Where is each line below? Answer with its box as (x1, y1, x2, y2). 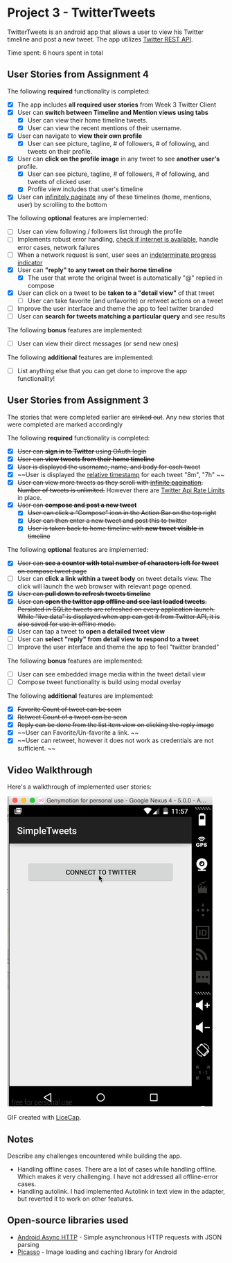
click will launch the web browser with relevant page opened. (17, 582, 193, 590)
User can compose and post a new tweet (17, 501, 137, 510)
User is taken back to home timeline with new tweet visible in (27, 524, 204, 532)
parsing (17, 1240, 39, 1248)
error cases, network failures (17, 243, 100, 251)
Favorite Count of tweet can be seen (17, 705, 122, 713)
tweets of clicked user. (27, 178, 93, 186)
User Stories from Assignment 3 (7, 395, 149, 406)
